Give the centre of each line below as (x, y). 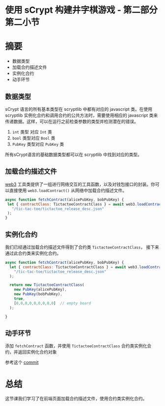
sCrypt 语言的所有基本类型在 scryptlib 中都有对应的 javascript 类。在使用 (79, 109)
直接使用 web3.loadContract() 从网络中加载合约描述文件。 (68, 190)
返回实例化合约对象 (37, 352)
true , (20, 299)
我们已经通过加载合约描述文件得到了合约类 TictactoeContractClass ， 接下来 (82, 247)
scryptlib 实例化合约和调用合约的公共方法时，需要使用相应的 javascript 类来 (82, 115)
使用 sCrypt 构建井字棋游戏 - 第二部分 (82, 10)
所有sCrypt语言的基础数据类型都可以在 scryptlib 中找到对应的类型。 (74, 154)
